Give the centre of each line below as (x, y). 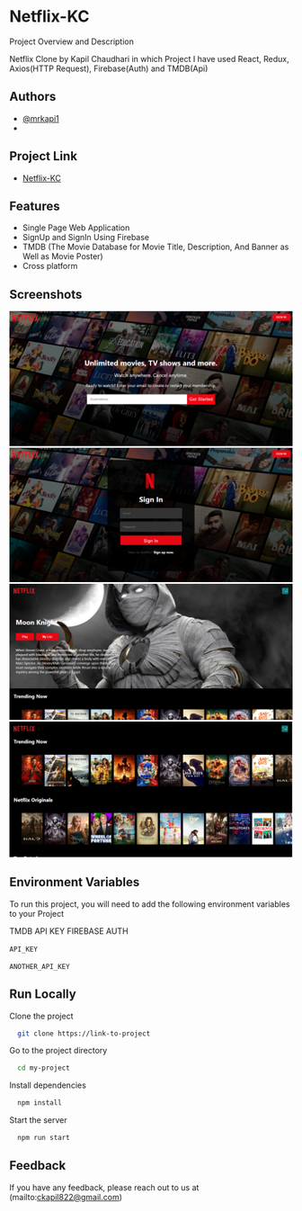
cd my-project (44, 1068)
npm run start (44, 1138)
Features (35, 206)
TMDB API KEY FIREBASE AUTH (69, 931)
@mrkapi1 (41, 118)
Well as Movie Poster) (62, 256)
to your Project (37, 913)
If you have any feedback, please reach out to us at (104, 1187)
